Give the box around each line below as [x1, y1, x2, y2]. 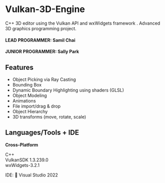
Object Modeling [12, 92, 47, 99]
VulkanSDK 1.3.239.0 [5, 157, 49, 163]
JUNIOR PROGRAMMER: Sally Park [5, 49, 79, 55]
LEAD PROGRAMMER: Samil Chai [5, 37, 76, 43]
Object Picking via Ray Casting [12, 76, 76, 82]
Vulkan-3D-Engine [5, 4, 85, 15]
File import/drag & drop [12, 103, 61, 109]
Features [5, 63, 34, 71]
